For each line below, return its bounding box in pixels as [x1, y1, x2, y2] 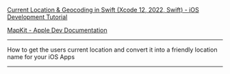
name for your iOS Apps [7, 53, 75, 60]
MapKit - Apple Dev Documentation [7, 26, 107, 34]
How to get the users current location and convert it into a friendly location [7, 45, 218, 54]
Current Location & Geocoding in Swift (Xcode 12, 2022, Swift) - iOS [7, 6, 200, 14]
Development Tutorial [7, 13, 68, 21]
